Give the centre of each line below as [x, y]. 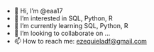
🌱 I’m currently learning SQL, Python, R [71, 26]
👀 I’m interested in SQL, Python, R [63, 18]
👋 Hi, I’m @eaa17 [38, 11]
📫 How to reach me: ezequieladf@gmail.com [81, 41]
